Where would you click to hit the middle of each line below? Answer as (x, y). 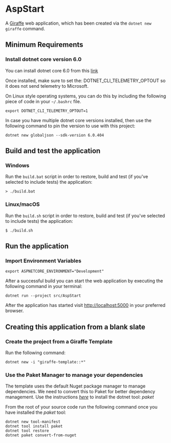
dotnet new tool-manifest (33, 422)
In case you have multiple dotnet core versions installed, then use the (79, 120)
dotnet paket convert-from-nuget (41, 435)
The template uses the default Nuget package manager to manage (76, 386)
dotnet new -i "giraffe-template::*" (46, 362)
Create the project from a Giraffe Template (59, 341)
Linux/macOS (23, 204)
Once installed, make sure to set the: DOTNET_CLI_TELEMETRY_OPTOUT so (85, 81)
